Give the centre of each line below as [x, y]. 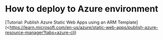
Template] [128, 22]
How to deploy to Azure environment [82, 9]
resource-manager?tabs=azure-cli [40, 32]
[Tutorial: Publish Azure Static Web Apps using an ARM [61, 22]
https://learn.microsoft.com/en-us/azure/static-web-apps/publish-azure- [84, 27]
